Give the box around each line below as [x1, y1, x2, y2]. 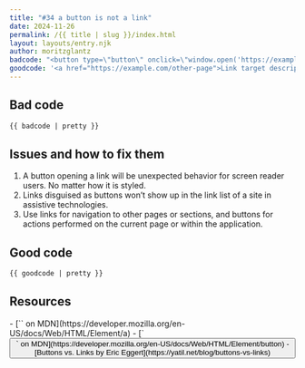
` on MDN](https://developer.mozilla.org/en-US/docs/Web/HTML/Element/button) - [15, 339, 290, 349]
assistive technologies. [22, 199, 109, 210]
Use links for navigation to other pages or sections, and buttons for [22, 209, 274, 220]
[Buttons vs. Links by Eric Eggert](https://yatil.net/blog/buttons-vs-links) [34, 347, 271, 357]
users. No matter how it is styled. [22, 180, 147, 191]
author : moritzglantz [9, 47, 92, 56]
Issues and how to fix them [9, 146, 165, 161]
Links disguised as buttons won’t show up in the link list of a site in [22, 189, 272, 200]
